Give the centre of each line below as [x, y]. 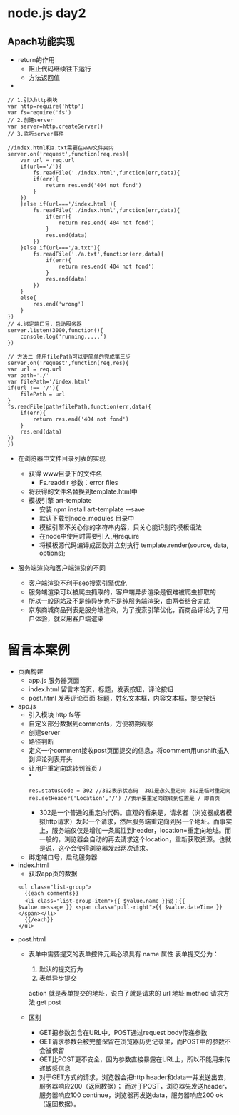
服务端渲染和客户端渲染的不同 [61, 568]
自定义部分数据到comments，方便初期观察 [91, 724]
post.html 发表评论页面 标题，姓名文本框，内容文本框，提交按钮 [122, 698]
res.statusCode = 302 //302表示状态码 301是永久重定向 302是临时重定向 [129, 791]
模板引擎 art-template [60, 500]
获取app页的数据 [53, 874]
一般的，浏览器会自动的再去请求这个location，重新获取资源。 [129, 839]
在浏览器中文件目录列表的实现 [61, 458]
